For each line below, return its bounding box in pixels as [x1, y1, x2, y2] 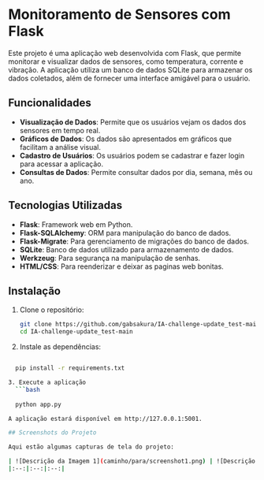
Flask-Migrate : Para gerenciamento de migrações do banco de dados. [19, 236, 250, 246]
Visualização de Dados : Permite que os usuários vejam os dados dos [19, 117, 247, 127]
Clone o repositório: [19, 305, 84, 314]
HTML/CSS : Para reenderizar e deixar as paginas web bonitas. [19, 262, 225, 271]
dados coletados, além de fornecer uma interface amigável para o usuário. [8, 73, 251, 83]
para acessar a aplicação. [19, 159, 104, 169]
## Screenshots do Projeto [8, 429, 97, 437]
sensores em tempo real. [19, 125, 101, 135]
